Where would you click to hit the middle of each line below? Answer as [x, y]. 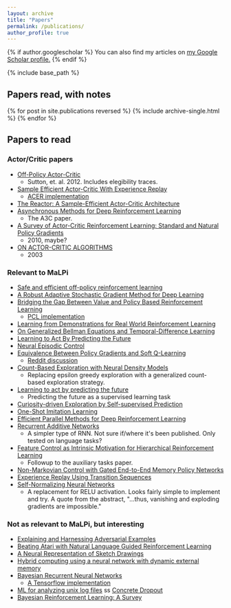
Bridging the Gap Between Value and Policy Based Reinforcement [110, 302]
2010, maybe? [47, 240]
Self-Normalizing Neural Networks [66, 484]
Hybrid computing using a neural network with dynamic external [108, 561]
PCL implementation [56, 317]
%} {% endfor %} [32, 118]
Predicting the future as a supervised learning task [99, 397]
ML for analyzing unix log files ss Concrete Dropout [90, 590]
